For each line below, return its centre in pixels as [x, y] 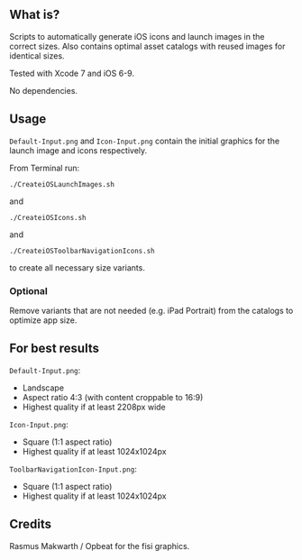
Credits [31, 524]
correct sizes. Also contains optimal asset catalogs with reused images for [147, 46]
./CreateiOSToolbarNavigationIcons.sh [82, 251]
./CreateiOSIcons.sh [48, 217]
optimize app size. [43, 320]
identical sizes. [37, 55]
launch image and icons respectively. [78, 150]
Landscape [43, 388]
